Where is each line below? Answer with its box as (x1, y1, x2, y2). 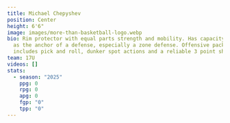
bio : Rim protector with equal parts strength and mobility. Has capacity (7, 36, 225, 42)
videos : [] (7, 61, 38, 68)
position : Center (7, 16, 57, 23)
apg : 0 (19, 93, 38, 100)
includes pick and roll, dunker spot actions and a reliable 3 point (13, 49, 216, 55)
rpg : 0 (19, 86, 38, 93)
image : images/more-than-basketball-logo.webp (7, 29, 142, 36)
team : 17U (7, 55, 36, 61)
